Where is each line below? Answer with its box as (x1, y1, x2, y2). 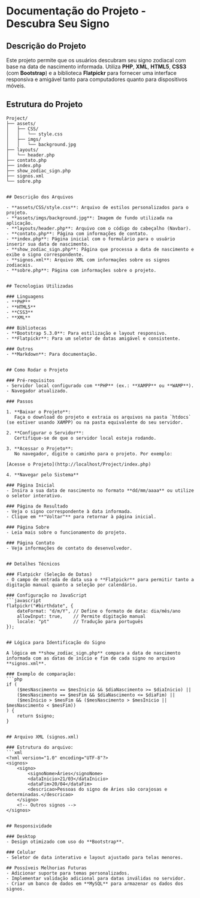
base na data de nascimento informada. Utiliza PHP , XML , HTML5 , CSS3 (6, 63, 187, 70)
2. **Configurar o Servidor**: (6, 430, 84, 436)
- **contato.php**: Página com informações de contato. (6, 231, 149, 237)
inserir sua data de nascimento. (6, 241, 90, 247)
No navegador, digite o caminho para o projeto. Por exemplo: (14, 450, 172, 456)
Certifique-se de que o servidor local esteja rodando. (14, 435, 157, 441)
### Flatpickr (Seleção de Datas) (6, 571, 93, 577)
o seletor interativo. (6, 492, 63, 498)
